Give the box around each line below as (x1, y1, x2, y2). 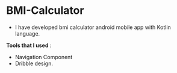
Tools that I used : (6, 42, 52, 49)
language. (14, 30, 40, 37)
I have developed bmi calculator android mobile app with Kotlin (14, 24, 172, 31)
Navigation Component (14, 53, 73, 60)
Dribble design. (14, 60, 53, 67)
